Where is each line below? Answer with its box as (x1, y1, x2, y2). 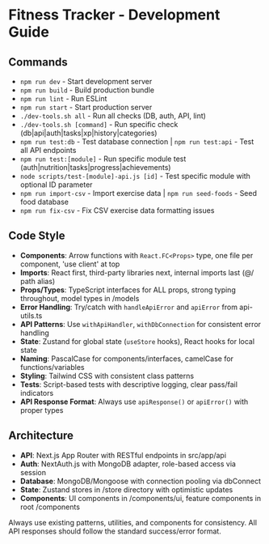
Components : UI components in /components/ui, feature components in (19, 493, 261, 503)
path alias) (19, 276, 56, 286)
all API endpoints (19, 146, 77, 155)
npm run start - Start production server (19, 103, 153, 112)
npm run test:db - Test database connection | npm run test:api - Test (19, 137, 254, 147)
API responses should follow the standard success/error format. (8, 526, 222, 536)
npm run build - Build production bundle (19, 85, 155, 95)
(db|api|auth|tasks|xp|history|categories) (19, 128, 158, 138)
